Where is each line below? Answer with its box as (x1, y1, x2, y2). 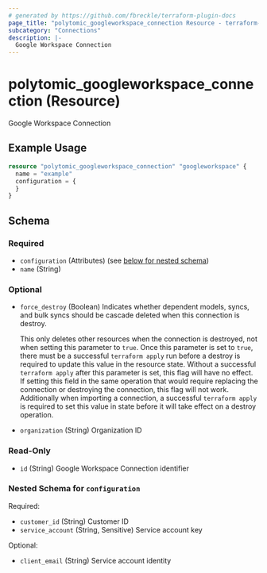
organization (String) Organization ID (19, 425, 142, 435)
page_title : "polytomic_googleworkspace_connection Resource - (8, 19, 222, 27)
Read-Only (8, 445, 52, 456)
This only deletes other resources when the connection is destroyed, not (19, 334, 258, 344)
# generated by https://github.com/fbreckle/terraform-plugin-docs (8, 11, 237, 20)
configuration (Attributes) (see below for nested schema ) (19, 256, 209, 265)
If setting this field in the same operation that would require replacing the (19, 376, 258, 386)
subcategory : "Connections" (8, 26, 102, 34)
